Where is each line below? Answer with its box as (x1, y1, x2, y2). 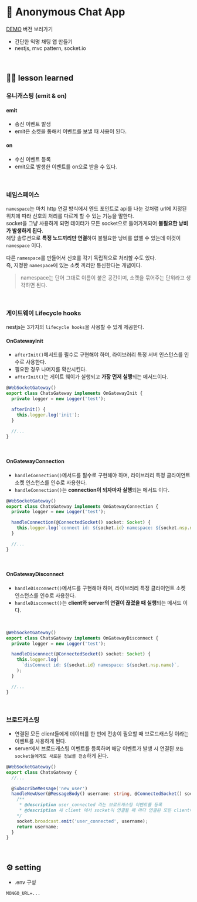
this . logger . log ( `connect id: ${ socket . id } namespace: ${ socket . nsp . (16, 525, 191, 531)
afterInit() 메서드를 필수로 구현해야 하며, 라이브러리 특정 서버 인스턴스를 (14, 351, 183, 358)
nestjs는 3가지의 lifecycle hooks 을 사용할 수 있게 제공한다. (6, 324, 145, 331)
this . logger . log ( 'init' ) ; (16, 412, 80, 418)
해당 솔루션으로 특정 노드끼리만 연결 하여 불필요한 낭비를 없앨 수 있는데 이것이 (6, 234, 181, 241)
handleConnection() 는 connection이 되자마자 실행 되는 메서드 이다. (14, 486, 170, 493)
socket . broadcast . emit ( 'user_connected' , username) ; (16, 818, 148, 824)
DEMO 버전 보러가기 (6, 25, 53, 32)
